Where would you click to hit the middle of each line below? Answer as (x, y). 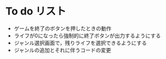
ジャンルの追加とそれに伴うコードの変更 (63, 50)
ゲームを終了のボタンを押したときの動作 (63, 28)
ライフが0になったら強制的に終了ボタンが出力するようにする (87, 35)
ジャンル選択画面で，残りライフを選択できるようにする (80, 43)
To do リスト (36, 11)
